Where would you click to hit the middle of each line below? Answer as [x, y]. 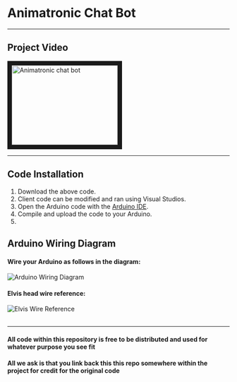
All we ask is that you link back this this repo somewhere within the [108, 363]
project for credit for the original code [63, 370]
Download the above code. [57, 191]
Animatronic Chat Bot [72, 13]
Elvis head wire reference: [47, 293]
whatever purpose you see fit [51, 347]
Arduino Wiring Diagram [62, 243]
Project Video [38, 48]
